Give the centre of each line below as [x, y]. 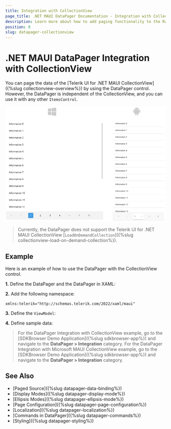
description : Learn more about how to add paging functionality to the [83, 21]
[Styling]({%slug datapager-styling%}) [53, 421]
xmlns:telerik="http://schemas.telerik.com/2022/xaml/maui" [70, 304]
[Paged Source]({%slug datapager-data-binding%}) [67, 388]
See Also [20, 376]
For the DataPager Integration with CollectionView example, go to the [90, 333]
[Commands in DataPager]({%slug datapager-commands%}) [77, 415]
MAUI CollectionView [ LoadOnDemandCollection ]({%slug [75, 235]
